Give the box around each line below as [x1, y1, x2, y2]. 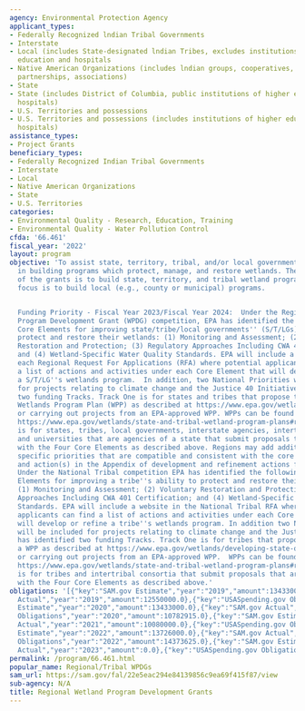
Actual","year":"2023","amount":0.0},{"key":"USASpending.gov [17, 646, 258, 655]
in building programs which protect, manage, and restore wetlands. [17, 267, 282, 276]
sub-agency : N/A [9, 679, 71, 688]
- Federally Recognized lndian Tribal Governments [9, 30, 205, 39]
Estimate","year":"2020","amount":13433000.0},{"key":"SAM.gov [17, 603, 261, 613]
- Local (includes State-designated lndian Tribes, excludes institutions [9, 47, 299, 56]
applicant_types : [9, 22, 75, 31]
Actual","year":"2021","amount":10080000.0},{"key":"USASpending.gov [17, 620, 286, 629]
